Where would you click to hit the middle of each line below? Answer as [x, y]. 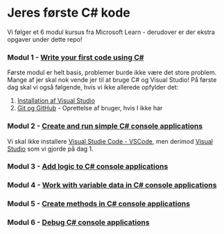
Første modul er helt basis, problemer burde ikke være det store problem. [112, 73]
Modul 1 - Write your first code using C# [76, 57]
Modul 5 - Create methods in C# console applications [99, 204]
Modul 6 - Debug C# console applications [79, 222]
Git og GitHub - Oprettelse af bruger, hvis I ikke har [90, 108]
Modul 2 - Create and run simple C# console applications [105, 126]
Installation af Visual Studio [56, 101]
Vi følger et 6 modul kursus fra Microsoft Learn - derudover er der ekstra [111, 32]
